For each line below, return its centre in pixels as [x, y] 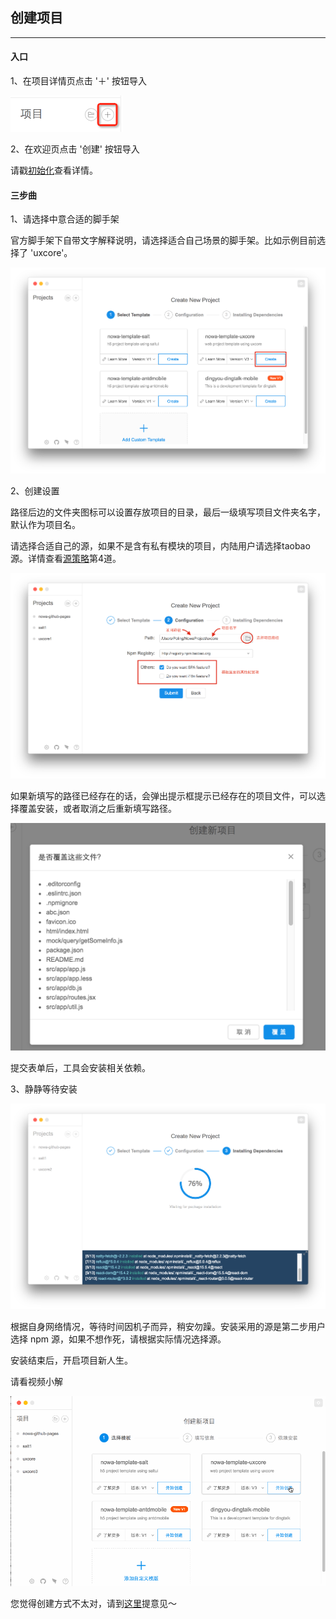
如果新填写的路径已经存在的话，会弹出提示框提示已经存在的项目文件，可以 [163, 796]
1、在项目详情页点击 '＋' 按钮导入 [78, 81]
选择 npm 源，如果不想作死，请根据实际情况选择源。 [118, 1339]
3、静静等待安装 [44, 1089]
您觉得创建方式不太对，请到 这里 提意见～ [93, 1604]
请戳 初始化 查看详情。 [54, 170]
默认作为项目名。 [45, 524]
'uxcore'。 [51, 253]
